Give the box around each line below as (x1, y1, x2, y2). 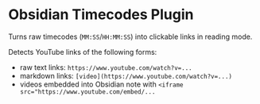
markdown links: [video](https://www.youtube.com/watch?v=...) (19, 71, 233, 80)
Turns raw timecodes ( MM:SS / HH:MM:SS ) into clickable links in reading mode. (8, 32, 253, 41)
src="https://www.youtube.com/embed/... (19, 87, 156, 96)
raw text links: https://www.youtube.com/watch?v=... (19, 62, 192, 72)
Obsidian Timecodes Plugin (8, 6, 194, 24)
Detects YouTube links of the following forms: (8, 47, 157, 56)
